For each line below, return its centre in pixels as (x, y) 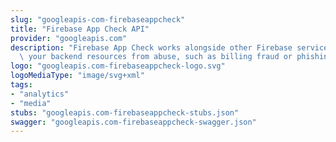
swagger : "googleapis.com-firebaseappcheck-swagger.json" (133, 122)
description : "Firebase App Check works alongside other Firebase (151, 47)
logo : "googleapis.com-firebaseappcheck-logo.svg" (118, 66)
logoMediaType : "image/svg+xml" (77, 76)
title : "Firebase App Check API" (80, 29)
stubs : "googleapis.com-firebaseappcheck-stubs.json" (125, 112)
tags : (21, 85)
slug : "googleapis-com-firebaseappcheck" (98, 19)
